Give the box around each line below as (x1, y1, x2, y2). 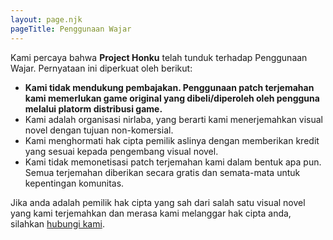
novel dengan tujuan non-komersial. (24, 124, 174, 136)
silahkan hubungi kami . (10, 217, 105, 230)
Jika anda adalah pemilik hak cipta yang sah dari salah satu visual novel (10, 196, 306, 208)
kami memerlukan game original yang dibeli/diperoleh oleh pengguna (24, 92, 320, 104)
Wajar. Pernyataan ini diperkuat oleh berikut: (10, 62, 193, 74)
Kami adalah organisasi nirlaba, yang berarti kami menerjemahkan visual (24, 113, 323, 125)
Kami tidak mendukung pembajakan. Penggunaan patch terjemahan (24, 81, 315, 93)
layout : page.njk (10, 14, 83, 25)
